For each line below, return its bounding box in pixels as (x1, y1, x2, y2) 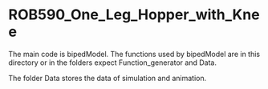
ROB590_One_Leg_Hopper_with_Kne (8, 6, 260, 24)
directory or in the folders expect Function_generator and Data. (8, 58, 217, 67)
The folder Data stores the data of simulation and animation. (8, 73, 207, 83)
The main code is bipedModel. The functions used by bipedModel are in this (8, 49, 261, 59)
